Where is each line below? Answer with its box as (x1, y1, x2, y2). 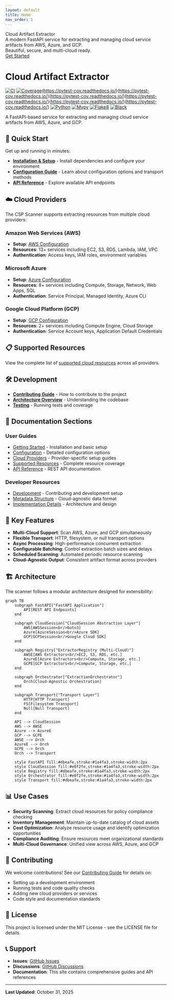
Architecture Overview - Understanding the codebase (12, 397, 129, 403)
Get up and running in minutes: (5, 148, 71, 154)
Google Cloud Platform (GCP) (5, 305, 79, 312)
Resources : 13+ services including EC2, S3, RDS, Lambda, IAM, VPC (12, 246, 158, 253)
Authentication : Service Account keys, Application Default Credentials (12, 328, 162, 334)
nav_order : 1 (5, 17, 33, 22)
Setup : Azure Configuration (12, 276, 71, 282)
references (12, 974, 36, 981)
